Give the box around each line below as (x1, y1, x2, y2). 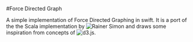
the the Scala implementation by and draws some (6, 23, 167, 30)
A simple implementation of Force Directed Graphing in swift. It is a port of (6, 17, 188, 23)
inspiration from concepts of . (6, 29, 96, 36)
